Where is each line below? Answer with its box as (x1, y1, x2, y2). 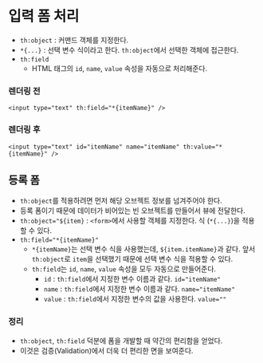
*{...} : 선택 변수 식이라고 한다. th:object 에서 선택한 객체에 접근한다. (19, 45, 239, 54)
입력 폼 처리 (8, 7, 80, 26)
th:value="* (183, 143, 223, 151)
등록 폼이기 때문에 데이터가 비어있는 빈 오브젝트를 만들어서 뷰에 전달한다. (19, 206, 245, 215)
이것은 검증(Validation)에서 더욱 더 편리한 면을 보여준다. (19, 345, 194, 355)
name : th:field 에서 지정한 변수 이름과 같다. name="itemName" (43, 284, 235, 294)
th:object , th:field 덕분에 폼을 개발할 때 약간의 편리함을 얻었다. (19, 336, 223, 345)
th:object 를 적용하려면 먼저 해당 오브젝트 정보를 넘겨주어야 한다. (19, 196, 222, 206)
